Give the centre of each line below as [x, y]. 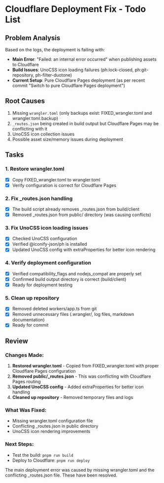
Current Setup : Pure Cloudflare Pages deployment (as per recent [79, 80]
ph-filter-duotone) [54, 75]
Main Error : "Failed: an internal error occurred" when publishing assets [84, 59]
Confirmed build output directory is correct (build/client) [69, 279]
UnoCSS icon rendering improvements [51, 432]
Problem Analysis [33, 38]
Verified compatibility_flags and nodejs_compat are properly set [77, 273]
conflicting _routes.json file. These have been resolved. [61, 475]
